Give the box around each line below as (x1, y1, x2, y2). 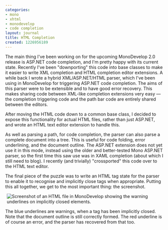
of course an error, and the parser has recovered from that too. (5, 218, 135, 225)
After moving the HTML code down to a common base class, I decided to (5, 111, 156, 117)
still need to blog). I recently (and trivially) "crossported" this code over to (5, 158, 157, 164)
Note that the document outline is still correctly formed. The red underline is (5, 213, 162, 219)
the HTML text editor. (5, 163, 49, 169)
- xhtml (5, 16, 22, 21)
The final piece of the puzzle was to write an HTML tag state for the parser (5, 173, 159, 179)
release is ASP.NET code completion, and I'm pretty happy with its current (5, 58, 158, 65)
